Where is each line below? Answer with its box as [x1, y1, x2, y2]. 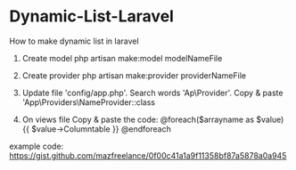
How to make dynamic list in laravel [9, 36, 140, 46]
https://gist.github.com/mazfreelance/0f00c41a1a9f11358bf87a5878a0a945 [9, 150, 287, 161]
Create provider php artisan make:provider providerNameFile [21, 69, 247, 81]
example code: [9, 141, 64, 151]
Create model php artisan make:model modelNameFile [21, 53, 223, 63]
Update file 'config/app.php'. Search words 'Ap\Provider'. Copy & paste [21, 87, 284, 98]
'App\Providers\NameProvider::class [21, 96, 156, 108]
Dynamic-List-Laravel [9, 6, 174, 27]
